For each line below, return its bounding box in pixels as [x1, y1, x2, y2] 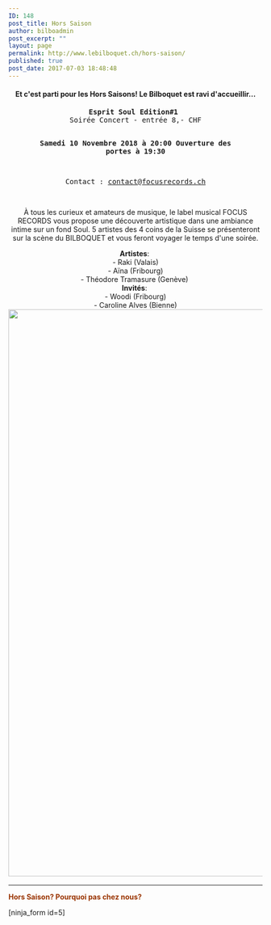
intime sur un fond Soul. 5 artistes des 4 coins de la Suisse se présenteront [10, 224, 261, 234]
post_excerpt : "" [8, 34, 67, 43]
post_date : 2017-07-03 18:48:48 [8, 65, 117, 73]
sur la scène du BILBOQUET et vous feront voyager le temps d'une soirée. [12, 233, 259, 242]
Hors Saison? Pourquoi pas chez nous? [8, 892, 143, 902]
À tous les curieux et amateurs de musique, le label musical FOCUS [23, 207, 248, 217]
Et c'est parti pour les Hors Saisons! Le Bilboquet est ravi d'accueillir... [15, 90, 256, 99]
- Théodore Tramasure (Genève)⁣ [80, 274, 189, 284]
